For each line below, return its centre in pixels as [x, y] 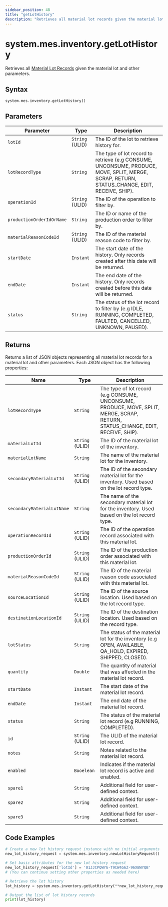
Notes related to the [123, 750]
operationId [22, 202]
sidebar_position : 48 [28, 10]
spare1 [15, 788]
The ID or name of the [121, 213]
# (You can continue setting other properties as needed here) [72, 872]
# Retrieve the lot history [34, 881]
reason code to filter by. [123, 240]
